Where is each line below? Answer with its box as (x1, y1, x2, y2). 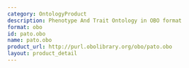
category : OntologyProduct (7, 10, 87, 18)
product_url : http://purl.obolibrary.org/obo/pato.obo (7, 43, 173, 50)
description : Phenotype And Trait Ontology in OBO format (7, 17, 182, 24)
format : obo (7, 23, 42, 30)
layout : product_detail (7, 50, 78, 57)
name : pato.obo (7, 37, 52, 44)
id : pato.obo (7, 30, 46, 38)
